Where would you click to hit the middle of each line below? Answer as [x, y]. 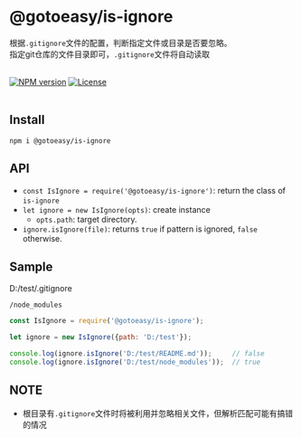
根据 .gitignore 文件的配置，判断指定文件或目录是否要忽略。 [121, 43]
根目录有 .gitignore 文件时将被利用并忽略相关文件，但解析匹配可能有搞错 [158, 413]
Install [27, 120]
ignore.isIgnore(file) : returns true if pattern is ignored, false [140, 229]
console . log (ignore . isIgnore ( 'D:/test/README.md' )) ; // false [137, 354]
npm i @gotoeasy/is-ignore [60, 141]
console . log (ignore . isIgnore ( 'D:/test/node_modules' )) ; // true [135, 362]
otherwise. [42, 238]
